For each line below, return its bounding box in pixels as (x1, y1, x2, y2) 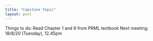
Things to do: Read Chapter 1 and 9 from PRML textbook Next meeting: (5, 25, 149, 31)
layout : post (5, 12, 32, 17)
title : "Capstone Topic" (5, 7, 56, 12)
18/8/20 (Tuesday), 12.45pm (5, 30, 62, 36)
